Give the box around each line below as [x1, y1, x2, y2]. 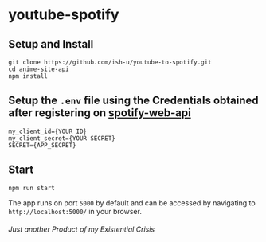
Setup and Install [8, 37, 94, 51]
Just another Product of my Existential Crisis [8, 224, 155, 234]
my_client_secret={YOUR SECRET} [8, 134, 115, 142]
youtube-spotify [8, 6, 119, 24]
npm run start [8, 184, 56, 192]
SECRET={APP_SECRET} [8, 141, 77, 149]
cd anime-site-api [8, 65, 69, 73]
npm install [8, 72, 48, 80]
